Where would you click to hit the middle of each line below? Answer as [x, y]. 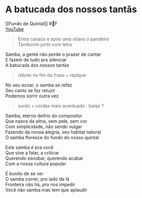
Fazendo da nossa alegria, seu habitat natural [53, 132]
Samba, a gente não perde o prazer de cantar [53, 54]
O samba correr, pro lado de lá [38, 179]
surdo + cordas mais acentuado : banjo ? [61, 105]
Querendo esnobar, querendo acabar [44, 158]
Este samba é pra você [29, 147]
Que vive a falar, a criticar [32, 152]
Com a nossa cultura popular [36, 163]
